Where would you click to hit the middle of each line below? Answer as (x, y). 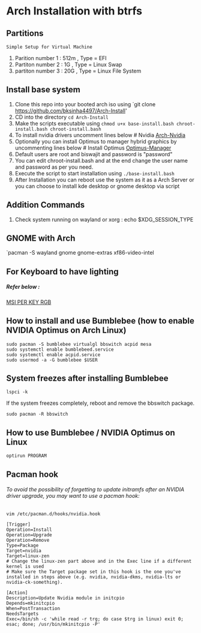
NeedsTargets (22, 614)
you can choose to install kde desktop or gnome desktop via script (97, 186)
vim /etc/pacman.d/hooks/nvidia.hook (53, 514)
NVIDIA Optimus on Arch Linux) (66, 331)
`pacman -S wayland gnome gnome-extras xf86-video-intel (80, 253)
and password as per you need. (54, 167)
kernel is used (25, 566)
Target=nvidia (24, 551)
